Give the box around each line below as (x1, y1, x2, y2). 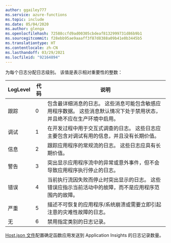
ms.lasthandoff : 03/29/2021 (5, 50, 65, 55)
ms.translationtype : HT (5, 41, 56, 46)
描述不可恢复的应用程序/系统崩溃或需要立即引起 (47, 201, 162, 208)
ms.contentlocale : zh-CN (5, 45, 58, 50)
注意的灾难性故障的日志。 (47, 209, 109, 216)
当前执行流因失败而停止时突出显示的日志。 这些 (47, 176, 161, 184)
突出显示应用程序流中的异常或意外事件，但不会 (47, 159, 160, 166)
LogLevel (8, 86, 31, 93)
